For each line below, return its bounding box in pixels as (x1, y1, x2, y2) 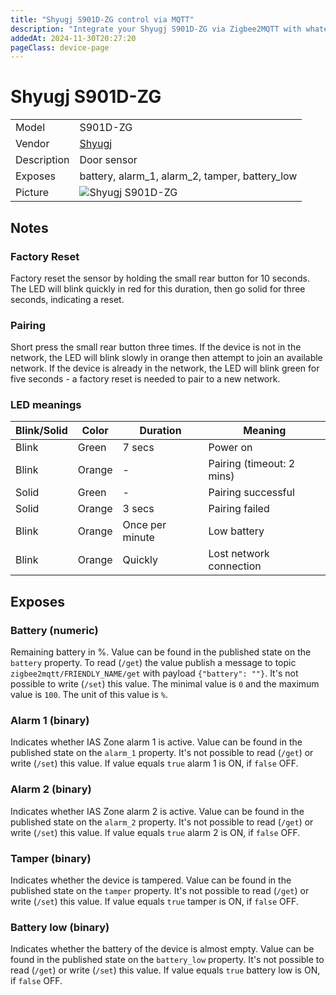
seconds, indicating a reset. (10, 293, 125, 305)
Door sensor (79, 153, 138, 167)
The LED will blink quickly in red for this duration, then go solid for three (10, 282, 306, 295)
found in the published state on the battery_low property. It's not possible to (10, 954, 325, 966)
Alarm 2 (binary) (10, 782, 92, 796)
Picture (15, 186, 50, 200)
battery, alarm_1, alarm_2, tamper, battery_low (79, 169, 298, 183)
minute (122, 531, 155, 545)
